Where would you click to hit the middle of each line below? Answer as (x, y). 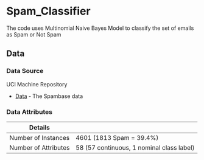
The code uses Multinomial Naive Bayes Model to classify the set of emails (100, 28)
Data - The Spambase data (49, 96)
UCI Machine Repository (37, 84)
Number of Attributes (40, 147)
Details (40, 127)
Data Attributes (30, 112)
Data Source (25, 71)
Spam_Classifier (48, 11)
